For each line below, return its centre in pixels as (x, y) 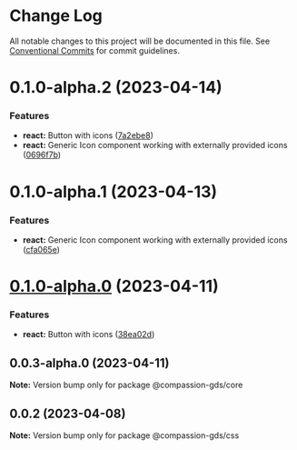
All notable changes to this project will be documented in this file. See (140, 41)
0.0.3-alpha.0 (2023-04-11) (89, 363)
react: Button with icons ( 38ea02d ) (89, 335)
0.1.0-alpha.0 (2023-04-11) (114, 286)
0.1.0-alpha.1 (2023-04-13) (114, 191)
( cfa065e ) (41, 249)
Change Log (56, 16)
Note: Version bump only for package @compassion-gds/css (124, 435)
